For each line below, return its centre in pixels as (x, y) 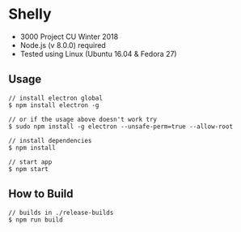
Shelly (30, 14)
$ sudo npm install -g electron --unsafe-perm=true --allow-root (120, 127)
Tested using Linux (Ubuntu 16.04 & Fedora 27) (98, 54)
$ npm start (28, 169)
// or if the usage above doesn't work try (83, 119)
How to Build (41, 194)
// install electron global (56, 98)
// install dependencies (50, 140)
